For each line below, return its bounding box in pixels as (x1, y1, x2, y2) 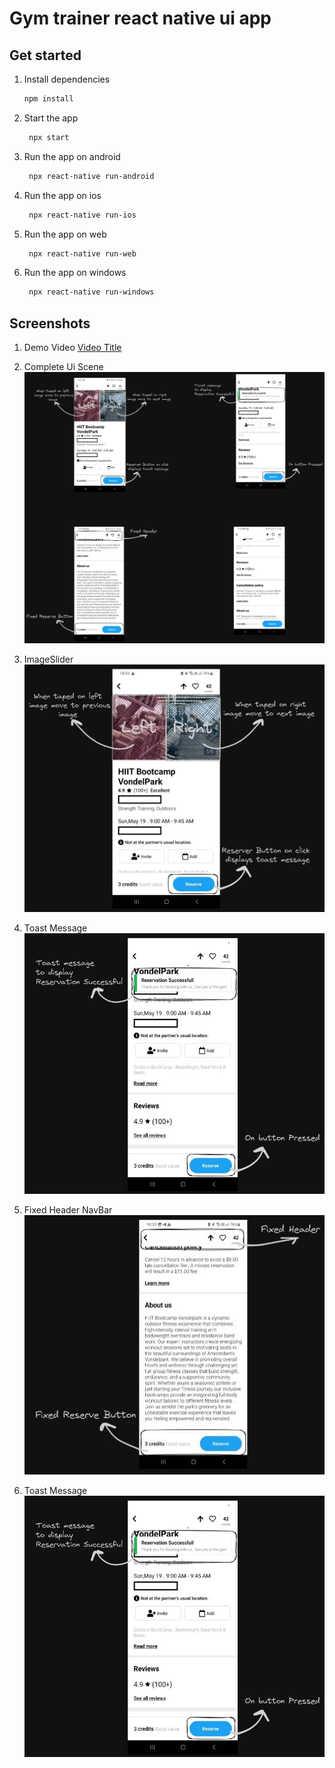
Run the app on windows (23, 267, 127, 279)
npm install (23, 94, 74, 104)
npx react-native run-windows (28, 287, 155, 297)
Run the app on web (23, 228, 107, 240)
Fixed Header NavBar (23, 1204, 113, 1216)
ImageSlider (23, 653, 74, 665)
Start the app (23, 112, 79, 124)
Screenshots (9, 315, 91, 332)
